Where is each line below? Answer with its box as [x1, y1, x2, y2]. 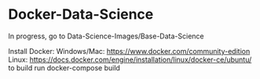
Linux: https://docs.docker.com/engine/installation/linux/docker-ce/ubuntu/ [8, 55, 252, 64]
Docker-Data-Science [8, 5, 154, 23]
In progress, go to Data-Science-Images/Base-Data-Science [8, 31, 204, 41]
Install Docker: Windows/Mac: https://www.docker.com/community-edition [8, 46, 251, 56]
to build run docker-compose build [8, 63, 120, 72]
